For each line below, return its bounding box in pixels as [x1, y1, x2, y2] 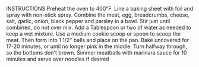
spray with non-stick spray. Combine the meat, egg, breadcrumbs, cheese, [6, 11, 190, 18]
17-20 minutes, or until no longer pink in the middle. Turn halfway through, [6, 43, 188, 50]
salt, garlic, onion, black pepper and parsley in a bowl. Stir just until [6, 18, 170, 24]
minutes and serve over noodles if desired [6, 56, 109, 62]
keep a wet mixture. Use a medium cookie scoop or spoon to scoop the [6, 30, 181, 37]
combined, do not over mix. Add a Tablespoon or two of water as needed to [6, 24, 191, 31]
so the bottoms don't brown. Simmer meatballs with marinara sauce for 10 [6, 49, 187, 56]
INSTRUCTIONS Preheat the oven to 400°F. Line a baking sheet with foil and [6, 5, 194, 12]
